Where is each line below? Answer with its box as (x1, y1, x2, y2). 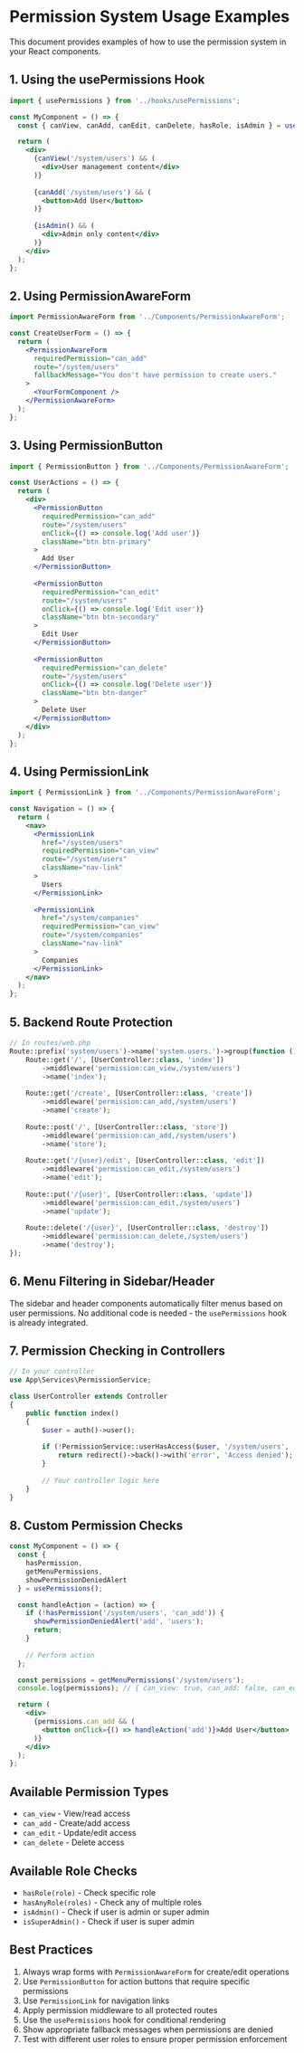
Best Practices (9, 1943, 93, 1958)
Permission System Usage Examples (9, 6, 290, 27)
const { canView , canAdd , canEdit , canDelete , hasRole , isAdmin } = (17, 120, 281, 130)
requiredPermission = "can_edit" (42, 587, 160, 596)
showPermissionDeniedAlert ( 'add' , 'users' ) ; (33, 1617, 204, 1626)
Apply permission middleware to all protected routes (22, 2004, 218, 2015)
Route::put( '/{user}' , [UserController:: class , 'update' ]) (25, 1190, 253, 1199)
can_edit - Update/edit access (22, 1828, 137, 1839)
